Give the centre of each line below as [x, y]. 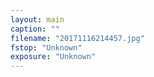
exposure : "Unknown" [53, 57]
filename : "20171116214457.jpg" [77, 38]
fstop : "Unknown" [46, 47]
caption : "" [35, 29]
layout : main [37, 19]
